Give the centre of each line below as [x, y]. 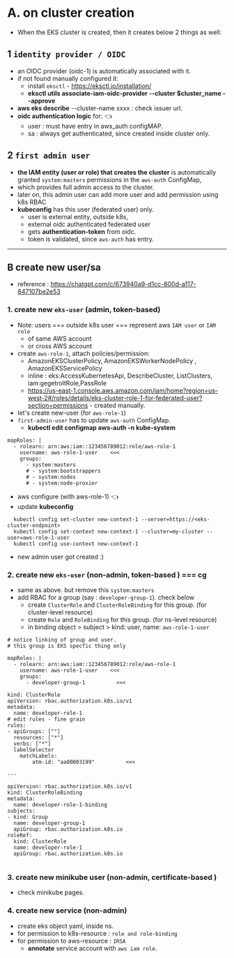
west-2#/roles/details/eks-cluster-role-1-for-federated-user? [115, 398]
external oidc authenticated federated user [89, 224]
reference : [33, 284]
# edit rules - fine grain [46, 719]
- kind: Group [28, 817]
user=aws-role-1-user [39, 538]
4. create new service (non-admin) [67, 911]
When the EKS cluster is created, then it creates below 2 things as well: [119, 32]
